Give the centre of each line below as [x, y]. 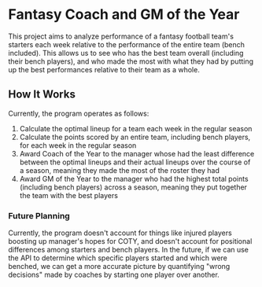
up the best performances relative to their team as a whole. [104, 69]
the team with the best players [68, 195]
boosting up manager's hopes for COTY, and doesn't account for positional [130, 241]
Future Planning [39, 215]
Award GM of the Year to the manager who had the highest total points [134, 178]
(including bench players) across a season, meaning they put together [133, 187]
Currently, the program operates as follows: [79, 113]
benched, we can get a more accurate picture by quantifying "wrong [119, 267]
